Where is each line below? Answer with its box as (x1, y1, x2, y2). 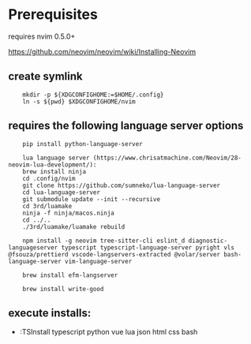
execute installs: (8, 306, 92, 320)
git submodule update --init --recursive (22, 195, 160, 203)
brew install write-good (22, 285, 104, 293)
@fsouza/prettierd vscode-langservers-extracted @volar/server (8, 250, 221, 258)
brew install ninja (22, 167, 87, 175)
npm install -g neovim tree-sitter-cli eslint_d (22, 237, 185, 245)
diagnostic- (188, 237, 227, 245)
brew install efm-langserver (22, 271, 118, 279)
